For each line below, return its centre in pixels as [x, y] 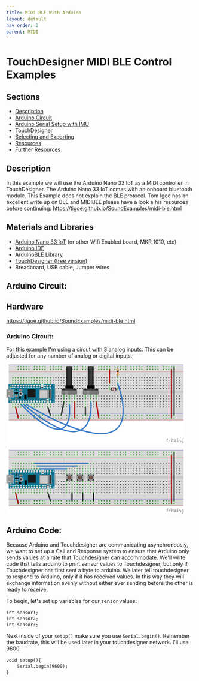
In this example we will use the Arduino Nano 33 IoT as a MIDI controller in [98, 183]
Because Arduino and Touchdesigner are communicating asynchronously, [97, 545]
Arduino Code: [34, 530]
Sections [23, 97]
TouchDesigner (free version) [51, 260]
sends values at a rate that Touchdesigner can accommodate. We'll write [96, 557]
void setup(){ [24, 661]
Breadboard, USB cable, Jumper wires [62, 267]
